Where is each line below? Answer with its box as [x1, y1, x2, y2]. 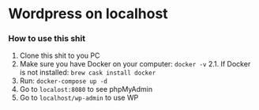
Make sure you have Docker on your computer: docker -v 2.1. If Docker [19, 59, 251, 69]
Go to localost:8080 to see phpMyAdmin [19, 85, 153, 94]
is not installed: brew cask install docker [19, 68, 156, 78]
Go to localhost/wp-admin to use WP [19, 93, 139, 103]
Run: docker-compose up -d [19, 76, 108, 85]
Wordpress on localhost [8, 5, 168, 23]
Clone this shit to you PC [19, 51, 100, 60]
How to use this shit [8, 33, 85, 44]
